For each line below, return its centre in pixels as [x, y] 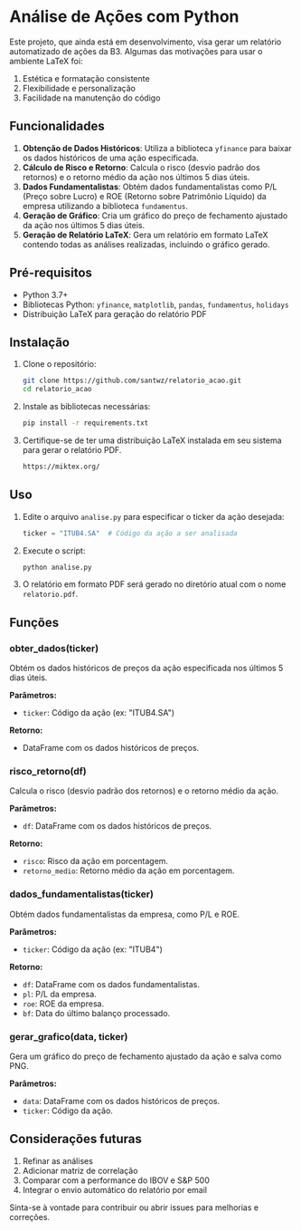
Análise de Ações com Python [124, 17]
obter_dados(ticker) [54, 648]
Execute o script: [54, 551]
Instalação [40, 342]
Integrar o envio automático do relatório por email [115, 1189]
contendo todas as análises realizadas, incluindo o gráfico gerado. [146, 244]
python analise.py [57, 567]
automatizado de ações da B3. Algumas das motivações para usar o [136, 51]
